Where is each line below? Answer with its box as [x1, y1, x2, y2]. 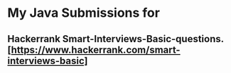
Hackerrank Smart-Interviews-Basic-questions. [7, 33, 224, 45]
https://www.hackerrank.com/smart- [11, 44, 181, 55]
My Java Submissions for [7, 5, 160, 21]
